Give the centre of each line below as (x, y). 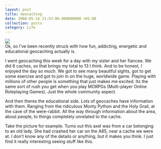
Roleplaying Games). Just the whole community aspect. (61, 92)
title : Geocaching (24, 14)
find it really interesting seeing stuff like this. (49, 142)
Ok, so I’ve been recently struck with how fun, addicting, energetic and (76, 46)
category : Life (20, 28)
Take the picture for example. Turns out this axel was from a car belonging (79, 126)
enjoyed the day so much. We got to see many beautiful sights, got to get (78, 71)
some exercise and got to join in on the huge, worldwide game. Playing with (80, 76)
